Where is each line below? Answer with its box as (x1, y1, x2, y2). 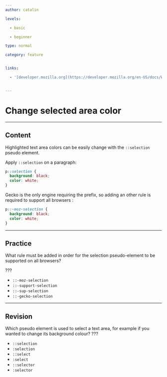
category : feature (5, 52, 43, 57)
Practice (5, 239, 32, 248)
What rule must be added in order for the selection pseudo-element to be (5, 253, 156, 259)
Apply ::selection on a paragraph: (5, 159, 77, 165)
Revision (5, 312, 33, 321)
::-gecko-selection (12, 294, 53, 299)
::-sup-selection (12, 289, 49, 294)
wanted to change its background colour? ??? (5, 331, 98, 337)
